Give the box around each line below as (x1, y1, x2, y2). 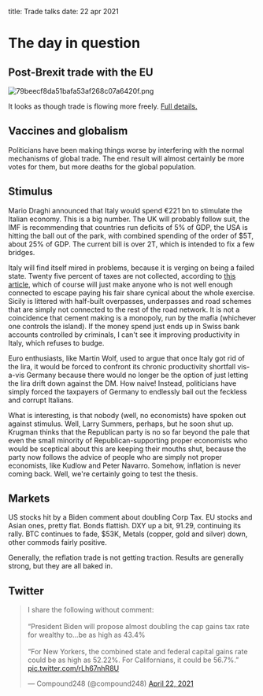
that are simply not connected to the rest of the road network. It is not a (8, 305, 240, 314)
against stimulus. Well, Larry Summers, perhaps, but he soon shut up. (8, 419, 234, 428)
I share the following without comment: (27, 605, 154, 615)
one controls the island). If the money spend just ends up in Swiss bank (8, 321, 240, 331)
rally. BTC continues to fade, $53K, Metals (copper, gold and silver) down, (8, 529, 248, 539)
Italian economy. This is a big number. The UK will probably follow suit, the (8, 214, 250, 224)
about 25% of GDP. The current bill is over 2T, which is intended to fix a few (8, 239, 255, 249)
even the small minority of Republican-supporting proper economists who (8, 435, 248, 445)
